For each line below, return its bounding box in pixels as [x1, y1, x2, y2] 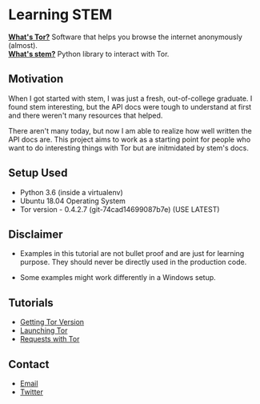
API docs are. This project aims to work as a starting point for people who [8, 134, 251, 144]
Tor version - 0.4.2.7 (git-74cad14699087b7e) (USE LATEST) [19, 204, 220, 214]
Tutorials [8, 296, 54, 310]
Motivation [8, 72, 64, 86]
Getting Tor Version [19, 318, 85, 327]
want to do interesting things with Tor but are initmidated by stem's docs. [8, 142, 250, 153]
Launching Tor [19, 326, 68, 335]
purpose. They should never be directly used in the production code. [19, 258, 247, 267]
